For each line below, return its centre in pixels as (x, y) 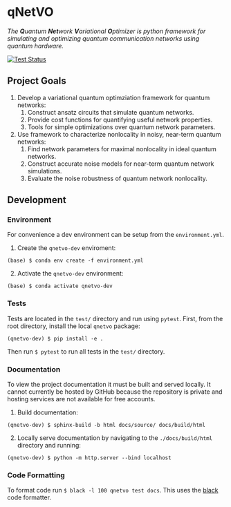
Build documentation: (47, 412)
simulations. (45, 171)
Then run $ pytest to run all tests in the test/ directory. (86, 351)
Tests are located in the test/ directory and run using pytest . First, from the (115, 318)
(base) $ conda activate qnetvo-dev (60, 286)
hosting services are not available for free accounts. (81, 399)
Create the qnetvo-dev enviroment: (66, 248)
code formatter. (29, 497)
